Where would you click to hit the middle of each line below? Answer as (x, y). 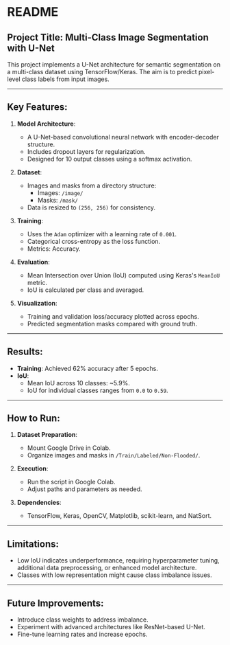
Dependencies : (39, 503)
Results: (25, 352)
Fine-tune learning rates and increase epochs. (82, 634)
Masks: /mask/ (58, 200)
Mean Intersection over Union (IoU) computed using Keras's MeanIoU (124, 275)
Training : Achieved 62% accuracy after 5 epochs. (88, 368)
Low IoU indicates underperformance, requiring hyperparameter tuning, (118, 561)
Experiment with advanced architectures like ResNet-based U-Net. (111, 627)
